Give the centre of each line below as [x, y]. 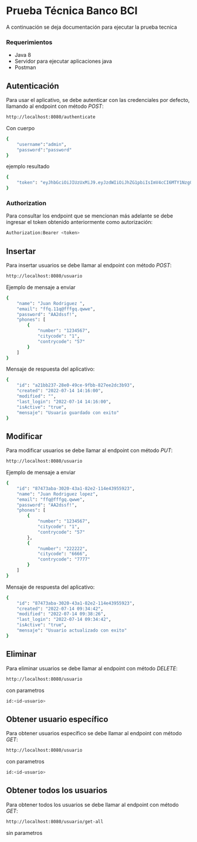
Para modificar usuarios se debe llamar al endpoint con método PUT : [89, 450]
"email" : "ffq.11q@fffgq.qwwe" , [56, 309]
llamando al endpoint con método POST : [55, 106]
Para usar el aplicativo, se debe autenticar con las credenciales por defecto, [98, 100]
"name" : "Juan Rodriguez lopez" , [57, 494]
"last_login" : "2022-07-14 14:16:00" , [64, 402]
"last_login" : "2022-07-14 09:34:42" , [64, 620]
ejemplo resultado [28, 167]
